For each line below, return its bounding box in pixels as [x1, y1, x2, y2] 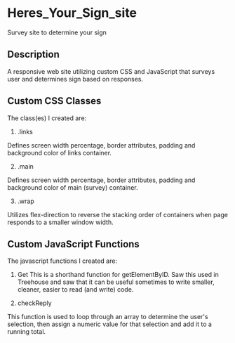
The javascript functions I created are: [7, 257, 118, 265]
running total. [7, 328, 46, 336]
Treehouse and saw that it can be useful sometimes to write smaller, [17, 278, 215, 286]
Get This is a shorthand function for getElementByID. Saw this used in [17, 271, 219, 279]
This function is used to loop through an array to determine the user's [7, 313, 208, 321]
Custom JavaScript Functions [7, 238, 140, 250]
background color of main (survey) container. [7, 183, 138, 191]
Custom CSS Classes [7, 95, 102, 107]
